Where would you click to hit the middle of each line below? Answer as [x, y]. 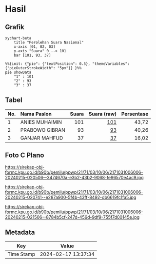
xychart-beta [18, 38]
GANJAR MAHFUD [42, 138]
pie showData [18, 72]
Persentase [135, 114]
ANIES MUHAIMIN [41, 122]
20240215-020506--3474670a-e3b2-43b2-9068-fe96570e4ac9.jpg [74, 177]
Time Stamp [21, 254]
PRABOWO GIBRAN [43, 130]
